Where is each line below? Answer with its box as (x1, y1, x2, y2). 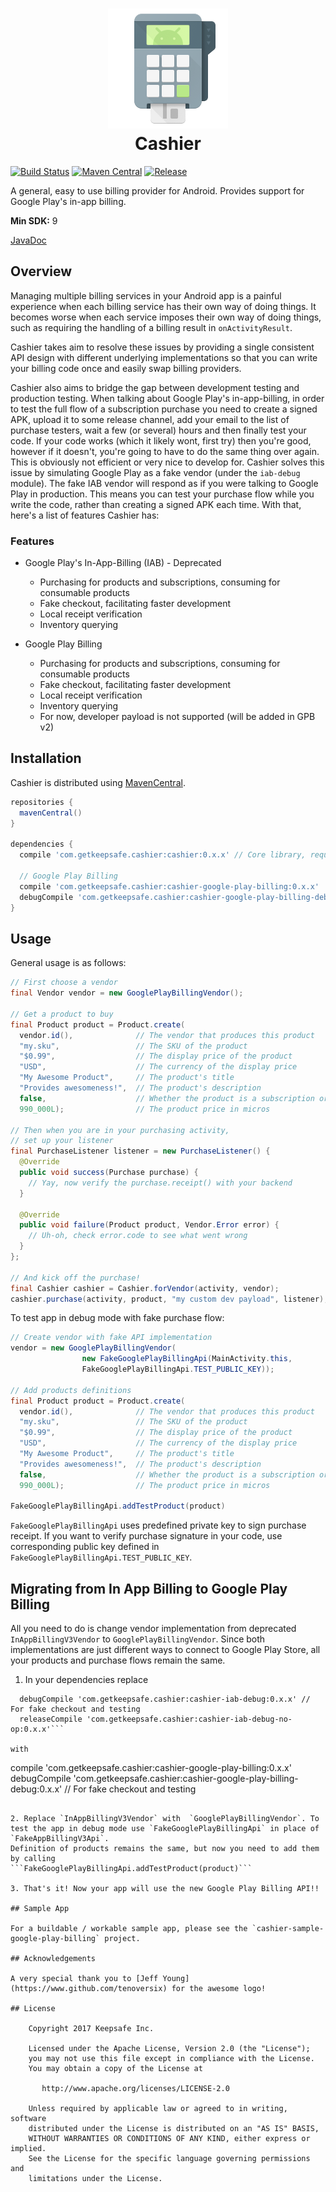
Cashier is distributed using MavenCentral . (10, 776, 186, 788)
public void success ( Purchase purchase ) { (19, 1168, 199, 1178)
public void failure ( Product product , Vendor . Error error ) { (19, 1220, 280, 1230)
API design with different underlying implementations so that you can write (10, 351, 318, 363)
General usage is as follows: (10, 957, 127, 969)
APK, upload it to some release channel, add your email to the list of (10, 413, 290, 425)
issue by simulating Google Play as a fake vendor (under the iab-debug (10, 466, 301, 478)
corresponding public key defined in (10, 1541, 160, 1553)
